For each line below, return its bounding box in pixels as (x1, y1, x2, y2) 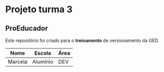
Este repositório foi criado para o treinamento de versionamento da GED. (5, 37, 159, 43)
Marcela (8, 58, 28, 65)
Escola (34, 50, 51, 57)
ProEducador (5, 24, 49, 33)
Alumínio (32, 58, 54, 65)
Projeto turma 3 (5, 4, 73, 15)
